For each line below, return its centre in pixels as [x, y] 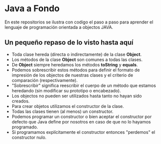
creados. [21, 101]
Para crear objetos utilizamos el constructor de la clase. [68, 106]
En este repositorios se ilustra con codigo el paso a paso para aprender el [79, 22]
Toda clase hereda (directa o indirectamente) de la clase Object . [77, 54]
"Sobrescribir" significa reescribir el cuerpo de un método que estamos [84, 85]
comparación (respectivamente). [45, 80]
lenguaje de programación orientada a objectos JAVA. [59, 27]
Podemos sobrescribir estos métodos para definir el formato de [76, 70]
